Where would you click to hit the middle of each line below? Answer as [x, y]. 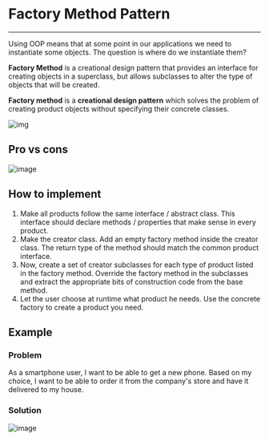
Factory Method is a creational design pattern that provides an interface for [133, 67]
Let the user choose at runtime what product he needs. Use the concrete [140, 298]
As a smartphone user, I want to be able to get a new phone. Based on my [130, 373]
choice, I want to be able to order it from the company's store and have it [128, 381]
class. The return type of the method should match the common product [139, 247]
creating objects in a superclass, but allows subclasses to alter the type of [130, 76]
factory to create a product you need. [82, 307]
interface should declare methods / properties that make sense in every [138, 222]
